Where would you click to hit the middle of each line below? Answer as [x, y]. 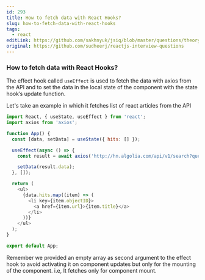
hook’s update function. [36, 94]
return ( [23, 184]
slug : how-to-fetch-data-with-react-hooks [61, 23]
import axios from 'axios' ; [42, 123]
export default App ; [33, 246]
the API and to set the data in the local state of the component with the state [102, 87]
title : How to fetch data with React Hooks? [64, 18]
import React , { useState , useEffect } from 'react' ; [76, 117]
